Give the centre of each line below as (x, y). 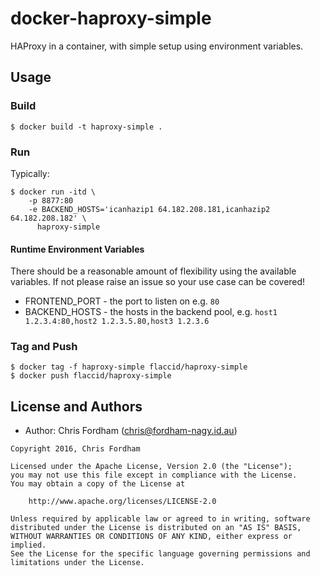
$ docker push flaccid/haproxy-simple (91, 376)
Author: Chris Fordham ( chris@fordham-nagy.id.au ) (131, 431)
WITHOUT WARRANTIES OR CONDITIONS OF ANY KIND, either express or (151, 537)
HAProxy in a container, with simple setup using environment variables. (157, 46)
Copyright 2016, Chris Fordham (75, 449)
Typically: (30, 173)
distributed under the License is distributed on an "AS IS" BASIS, (156, 528)
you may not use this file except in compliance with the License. (154, 475)
